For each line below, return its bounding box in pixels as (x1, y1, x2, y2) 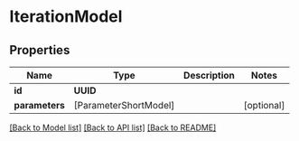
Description (183, 70, 235, 81)
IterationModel (9, 6, 123, 27)
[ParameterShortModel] (73, 99, 175, 111)
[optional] (243, 99, 285, 111)
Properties (9, 42, 70, 58)
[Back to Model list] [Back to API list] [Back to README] (9, 122, 217, 133)
